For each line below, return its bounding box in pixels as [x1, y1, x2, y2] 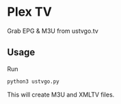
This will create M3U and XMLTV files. [7, 90, 115, 99]
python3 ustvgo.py [7, 78, 59, 85]
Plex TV [7, 4, 53, 20]
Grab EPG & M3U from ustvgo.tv [7, 27, 99, 35]
